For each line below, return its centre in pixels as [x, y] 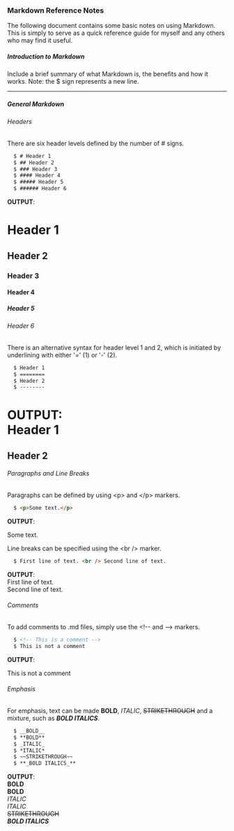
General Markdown [36, 104]
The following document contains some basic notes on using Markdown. [111, 26]
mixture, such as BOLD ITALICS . [53, 718]
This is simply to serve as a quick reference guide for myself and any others [116, 33]
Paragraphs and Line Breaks [48, 473]
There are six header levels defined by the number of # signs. [96, 143]
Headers [20, 122]
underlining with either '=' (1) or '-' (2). [62, 355]
